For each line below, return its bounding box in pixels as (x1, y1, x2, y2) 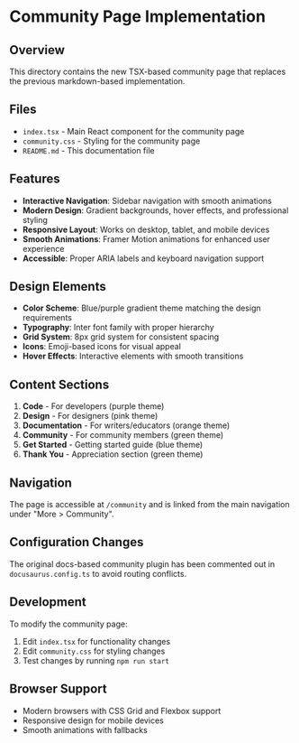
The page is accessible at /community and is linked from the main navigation (9, 499, 290, 510)
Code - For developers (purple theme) (22, 401, 165, 412)
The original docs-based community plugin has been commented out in (9, 558, 276, 570)
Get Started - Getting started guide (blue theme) (22, 440, 204, 450)
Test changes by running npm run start (22, 655, 169, 665)
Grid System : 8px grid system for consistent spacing (22, 331, 220, 342)
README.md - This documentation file (22, 144, 155, 155)
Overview (9, 42, 66, 58)
